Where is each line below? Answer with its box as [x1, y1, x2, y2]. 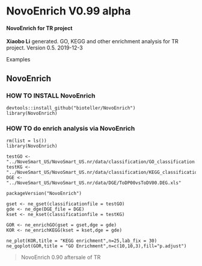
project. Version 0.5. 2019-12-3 [6, 44, 83, 52]
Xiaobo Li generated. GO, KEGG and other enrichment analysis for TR [6, 38, 179, 45]
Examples [6, 56, 31, 63]
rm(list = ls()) [6, 138, 47, 144]
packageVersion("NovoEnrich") [6, 191, 82, 197]
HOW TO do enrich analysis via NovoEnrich [6, 125, 135, 132]
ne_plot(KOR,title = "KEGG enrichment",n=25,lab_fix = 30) [6, 238, 158, 244]
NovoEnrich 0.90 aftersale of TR [20, 254, 101, 261]
